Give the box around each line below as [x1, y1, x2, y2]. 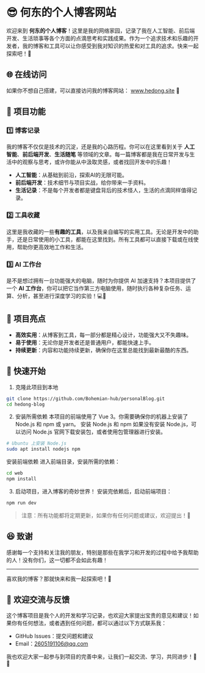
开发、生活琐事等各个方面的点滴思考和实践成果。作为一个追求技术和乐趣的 [6, 34, 193, 42]
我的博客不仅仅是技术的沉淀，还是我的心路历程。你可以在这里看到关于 [6, 143, 183, 150]
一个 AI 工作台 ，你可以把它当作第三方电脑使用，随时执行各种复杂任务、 [6, 285, 186, 292]
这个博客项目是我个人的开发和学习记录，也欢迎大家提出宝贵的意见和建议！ [6, 612, 193, 619]
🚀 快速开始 [6, 366, 46, 376]
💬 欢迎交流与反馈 [6, 594, 70, 605]
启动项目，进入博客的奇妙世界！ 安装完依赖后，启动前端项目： [15, 487, 172, 495]
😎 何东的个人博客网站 [6, 5, 117, 20]
